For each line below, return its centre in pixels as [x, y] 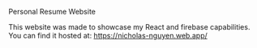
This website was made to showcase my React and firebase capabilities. [129, 27]
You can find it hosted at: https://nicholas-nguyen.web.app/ [108, 36]
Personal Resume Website [52, 12]
